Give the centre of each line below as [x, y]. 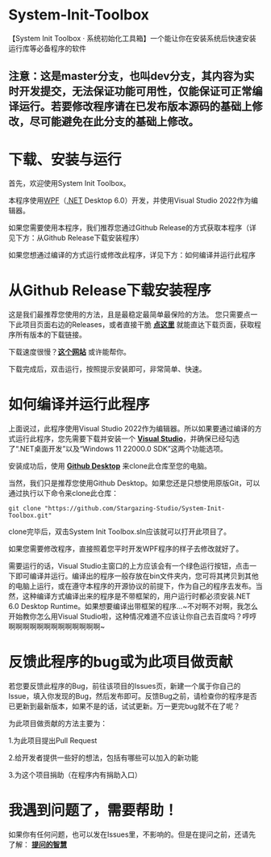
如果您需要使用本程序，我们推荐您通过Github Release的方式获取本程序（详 [132, 228]
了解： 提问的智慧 [38, 845]
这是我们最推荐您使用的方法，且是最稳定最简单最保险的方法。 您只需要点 [129, 315]
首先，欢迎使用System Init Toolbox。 [69, 183]
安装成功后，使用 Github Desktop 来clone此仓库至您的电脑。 [110, 466]
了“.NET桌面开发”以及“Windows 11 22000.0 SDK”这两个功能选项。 [118, 449]
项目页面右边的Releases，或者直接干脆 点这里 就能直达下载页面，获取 [138, 325]
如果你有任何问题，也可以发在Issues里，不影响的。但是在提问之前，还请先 [132, 834]
